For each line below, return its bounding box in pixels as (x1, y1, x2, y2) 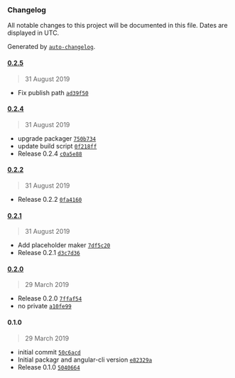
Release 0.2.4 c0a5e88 (17, 149, 82, 158)
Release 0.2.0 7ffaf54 (17, 294, 82, 303)
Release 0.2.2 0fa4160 (17, 195, 82, 203)
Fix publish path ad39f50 (17, 88, 89, 97)
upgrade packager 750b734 (17, 134, 97, 143)
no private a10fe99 (17, 302, 72, 310)
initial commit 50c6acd (17, 347, 81, 356)
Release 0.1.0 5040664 (17, 362, 80, 371)
